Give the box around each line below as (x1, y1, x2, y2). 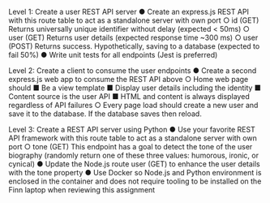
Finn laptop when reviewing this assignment (8, 185, 156, 194)
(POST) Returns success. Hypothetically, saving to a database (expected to (8, 41, 260, 51)
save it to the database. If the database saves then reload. (8, 109, 203, 119)
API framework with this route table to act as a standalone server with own (8, 133, 257, 143)
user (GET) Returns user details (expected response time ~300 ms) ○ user (8, 32, 259, 42)
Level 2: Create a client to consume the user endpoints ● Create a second (8, 66, 257, 76)
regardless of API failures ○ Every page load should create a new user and (8, 101, 259, 110)
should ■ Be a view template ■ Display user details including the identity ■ (8, 83, 262, 93)
